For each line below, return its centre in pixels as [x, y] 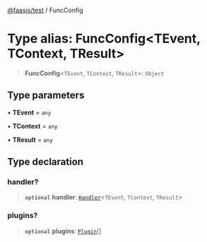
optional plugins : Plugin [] [63, 231]
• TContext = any [32, 126]
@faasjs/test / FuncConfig [45, 10]
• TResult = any [30, 140]
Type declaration [45, 162]
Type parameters [46, 96]
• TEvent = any [29, 112]
